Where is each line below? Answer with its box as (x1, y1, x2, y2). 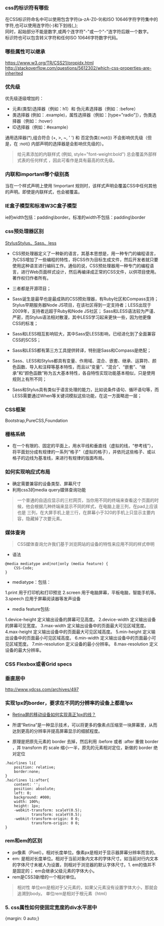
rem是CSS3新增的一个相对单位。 (12, 874, 79, 880)
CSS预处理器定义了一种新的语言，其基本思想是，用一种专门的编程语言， (12, 250, 158, 256)
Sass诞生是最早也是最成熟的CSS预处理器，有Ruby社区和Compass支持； (12, 296, 159, 302)
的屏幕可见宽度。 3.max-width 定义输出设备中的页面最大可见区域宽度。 (5, 622, 149, 628)
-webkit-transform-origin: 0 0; (14, 817, 80, 822)
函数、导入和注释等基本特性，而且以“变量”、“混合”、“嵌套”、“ (16, 364, 141, 370)
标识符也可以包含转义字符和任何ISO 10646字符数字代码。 (5, 35, 121, 41)
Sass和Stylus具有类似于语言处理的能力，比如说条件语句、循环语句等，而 (12, 386, 159, 392)
